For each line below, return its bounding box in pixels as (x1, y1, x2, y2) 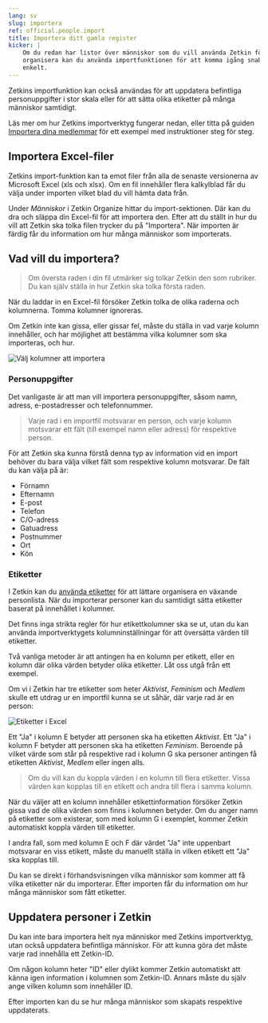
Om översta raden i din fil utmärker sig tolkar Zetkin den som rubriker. (27, 273, 257, 283)
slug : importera (8, 19, 62, 27)
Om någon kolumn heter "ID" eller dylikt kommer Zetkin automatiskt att (8, 964, 241, 973)
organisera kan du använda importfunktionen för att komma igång (22, 57, 245, 65)
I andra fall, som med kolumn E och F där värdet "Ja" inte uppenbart (8, 838, 231, 847)
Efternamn (19, 489, 54, 499)
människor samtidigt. (8, 102, 77, 112)
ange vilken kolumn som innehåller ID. (8, 981, 133, 991)
